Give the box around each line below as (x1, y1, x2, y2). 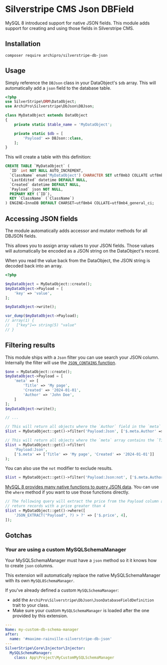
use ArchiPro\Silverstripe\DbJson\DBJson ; (5, 104, 94, 109)
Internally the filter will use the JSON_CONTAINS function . (5, 360, 117, 366)
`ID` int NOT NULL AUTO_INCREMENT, (9, 168, 83, 173)
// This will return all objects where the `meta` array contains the (5, 438, 155, 443)
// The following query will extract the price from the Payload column (5, 499, 159, 504)
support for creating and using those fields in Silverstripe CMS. (5, 25, 134, 31)
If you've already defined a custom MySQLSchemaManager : (5, 587, 119, 593)
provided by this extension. (12, 613, 68, 619)
